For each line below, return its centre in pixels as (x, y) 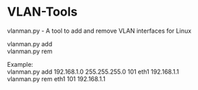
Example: (20, 64)
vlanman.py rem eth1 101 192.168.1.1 (57, 78)
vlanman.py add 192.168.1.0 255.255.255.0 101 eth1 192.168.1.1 (93, 72)
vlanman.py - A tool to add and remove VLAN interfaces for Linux (99, 31)
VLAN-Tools (42, 12)
